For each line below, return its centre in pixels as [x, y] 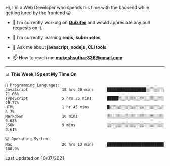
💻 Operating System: [28, 139]
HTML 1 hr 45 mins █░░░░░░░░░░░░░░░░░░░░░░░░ [85, 107]
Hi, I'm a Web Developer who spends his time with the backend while [77, 7]
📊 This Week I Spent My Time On [41, 74]
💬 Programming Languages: [32, 85]
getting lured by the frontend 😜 [38, 13]
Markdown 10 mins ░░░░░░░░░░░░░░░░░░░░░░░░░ [85, 116]
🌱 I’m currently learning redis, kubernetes [56, 38]
